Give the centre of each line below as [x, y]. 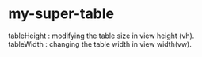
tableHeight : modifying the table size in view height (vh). [101, 36]
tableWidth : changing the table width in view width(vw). [100, 44]
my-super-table [61, 14]
